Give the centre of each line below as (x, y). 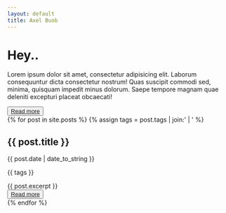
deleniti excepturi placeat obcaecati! (60, 97)
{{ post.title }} (39, 142)
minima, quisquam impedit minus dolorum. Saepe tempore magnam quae (113, 89)
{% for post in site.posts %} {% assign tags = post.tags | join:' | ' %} (106, 120)
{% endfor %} (27, 203)
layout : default (31, 14)
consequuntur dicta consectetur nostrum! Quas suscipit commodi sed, (109, 82)
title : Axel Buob (33, 20)
